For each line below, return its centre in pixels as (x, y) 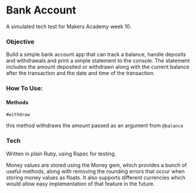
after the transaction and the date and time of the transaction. (81, 73)
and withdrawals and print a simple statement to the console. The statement (98, 61)
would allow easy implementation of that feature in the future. (80, 184)
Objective (20, 42)
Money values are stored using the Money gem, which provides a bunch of (97, 165)
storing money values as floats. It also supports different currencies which (96, 177)
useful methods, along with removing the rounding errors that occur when (95, 171)
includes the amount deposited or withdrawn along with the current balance (98, 67)
